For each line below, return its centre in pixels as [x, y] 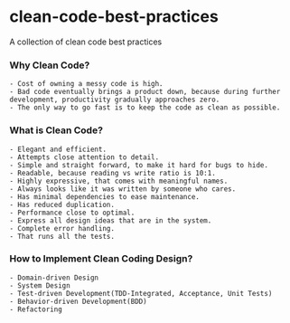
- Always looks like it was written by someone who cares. [123, 189]
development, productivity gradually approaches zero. [115, 100]
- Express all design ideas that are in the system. [111, 220]
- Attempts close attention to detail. [84, 157]
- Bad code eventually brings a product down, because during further [145, 92]
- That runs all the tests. [62, 236]
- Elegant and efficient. [58, 149]
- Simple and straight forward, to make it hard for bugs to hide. [139, 165]
